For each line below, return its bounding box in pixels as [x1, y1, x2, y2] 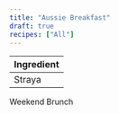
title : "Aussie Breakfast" [9, 13, 111, 22]
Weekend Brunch [9, 96, 74, 108]
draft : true [9, 22, 54, 31]
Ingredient [14, 58, 59, 71]
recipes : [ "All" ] [9, 30, 75, 39]
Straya [14, 74, 42, 86]
